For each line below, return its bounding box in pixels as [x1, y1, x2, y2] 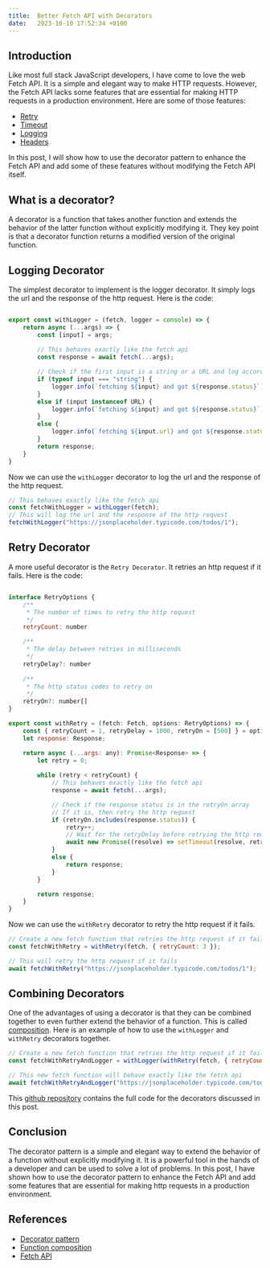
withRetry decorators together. [8, 1034, 111, 1044]
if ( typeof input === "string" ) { [37, 375, 153, 384]
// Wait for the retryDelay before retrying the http [65, 831, 250, 839]
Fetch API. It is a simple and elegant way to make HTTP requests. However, [8, 79, 257, 88]
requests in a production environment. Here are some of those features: [8, 96, 247, 105]
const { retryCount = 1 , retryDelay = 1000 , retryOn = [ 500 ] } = [22, 727, 247, 735]
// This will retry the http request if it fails [8, 957, 178, 965]
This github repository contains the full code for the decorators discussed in [8, 1093, 260, 1102]
